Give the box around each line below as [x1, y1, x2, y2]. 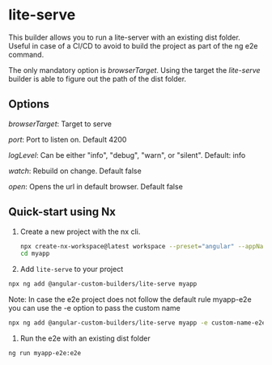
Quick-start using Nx [8, 205, 116, 219]
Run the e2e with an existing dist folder [19, 333, 151, 343]
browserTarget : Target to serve [8, 119, 112, 129]
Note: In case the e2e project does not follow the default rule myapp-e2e [8, 295, 253, 304]
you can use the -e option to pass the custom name [8, 303, 181, 313]
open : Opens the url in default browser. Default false [8, 181, 184, 191]
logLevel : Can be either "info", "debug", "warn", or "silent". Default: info [8, 150, 246, 159]
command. [8, 49, 45, 59]
